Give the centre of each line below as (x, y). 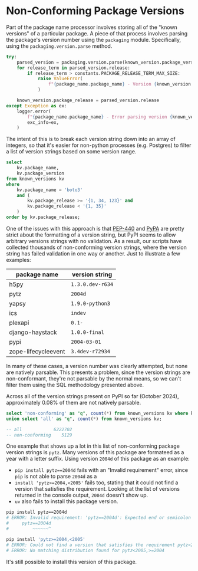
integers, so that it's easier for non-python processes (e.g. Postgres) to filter (99, 145)
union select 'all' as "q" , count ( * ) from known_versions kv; (84, 419)
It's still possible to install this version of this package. (72, 562)
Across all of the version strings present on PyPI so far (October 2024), (93, 396)
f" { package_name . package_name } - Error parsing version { (100, 117)
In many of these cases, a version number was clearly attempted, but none (97, 366)
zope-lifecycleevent (37, 351)
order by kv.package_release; (43, 217)
